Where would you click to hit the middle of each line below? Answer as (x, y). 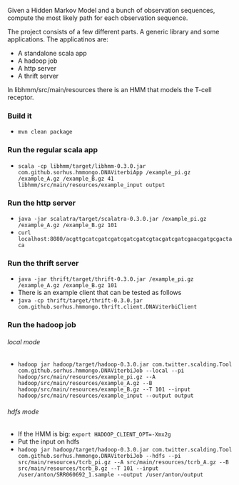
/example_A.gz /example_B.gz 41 (66, 179)
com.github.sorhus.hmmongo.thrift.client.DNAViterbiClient (107, 307)
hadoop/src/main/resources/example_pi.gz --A (86, 377)
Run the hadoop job (42, 325)
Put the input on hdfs (49, 441)
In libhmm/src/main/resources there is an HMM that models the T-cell (110, 90)
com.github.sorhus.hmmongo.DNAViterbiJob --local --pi (101, 371)
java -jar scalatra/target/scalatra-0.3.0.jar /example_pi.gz (112, 219)
